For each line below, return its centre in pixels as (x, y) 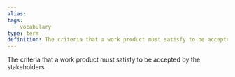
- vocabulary (33, 27)
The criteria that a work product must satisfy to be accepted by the (104, 59)
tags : (15, 20)
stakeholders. (27, 67)
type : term (23, 33)
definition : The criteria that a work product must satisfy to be (106, 40)
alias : (17, 14)
